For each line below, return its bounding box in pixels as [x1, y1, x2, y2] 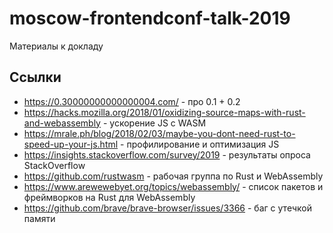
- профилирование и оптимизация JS [120, 138, 280, 150]
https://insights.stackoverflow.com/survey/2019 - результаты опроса [23, 148, 311, 161]
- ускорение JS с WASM [102, 117, 207, 129]
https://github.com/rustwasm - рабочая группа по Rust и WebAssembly [23, 170, 324, 182]
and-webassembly [23, 117, 101, 129]
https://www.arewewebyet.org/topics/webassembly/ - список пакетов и [23, 180, 324, 192]
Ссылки [9, 69, 62, 86]
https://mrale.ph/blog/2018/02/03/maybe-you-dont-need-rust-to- [23, 127, 296, 139]
